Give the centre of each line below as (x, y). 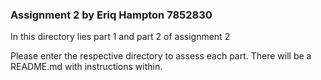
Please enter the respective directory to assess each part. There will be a (161, 56)
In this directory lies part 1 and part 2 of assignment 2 (120, 37)
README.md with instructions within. (86, 67)
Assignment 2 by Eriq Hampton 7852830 (111, 15)
